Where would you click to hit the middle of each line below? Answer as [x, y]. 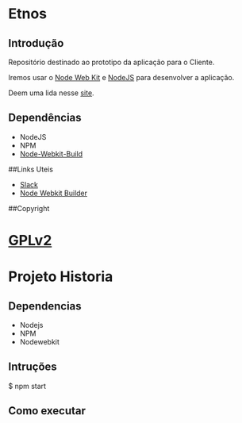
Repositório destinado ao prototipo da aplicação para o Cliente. [111, 62]
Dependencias [45, 306]
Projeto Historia [61, 277]
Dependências [45, 118]
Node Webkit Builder [54, 193]
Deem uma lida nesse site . [51, 93]
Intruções [33, 367]
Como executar [47, 411]
